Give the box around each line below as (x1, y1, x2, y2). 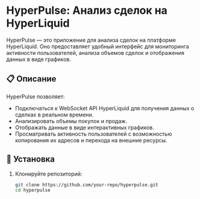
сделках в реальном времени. (14, 111, 94, 118)
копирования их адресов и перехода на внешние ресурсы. (14, 136, 167, 144)
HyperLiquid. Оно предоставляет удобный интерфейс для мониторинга (6, 43, 189, 50)
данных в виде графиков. (6, 55, 71, 63)
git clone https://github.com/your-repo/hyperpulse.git (14, 182, 158, 188)
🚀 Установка (6, 154, 55, 165)
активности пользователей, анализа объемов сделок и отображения (6, 49, 185, 56)
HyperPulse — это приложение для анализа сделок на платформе (6, 36, 177, 43)
